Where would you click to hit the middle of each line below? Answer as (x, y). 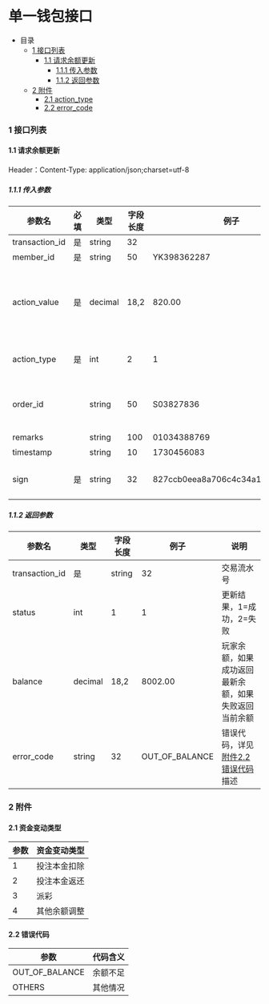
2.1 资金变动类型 (35, 827)
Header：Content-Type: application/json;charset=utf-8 (99, 170)
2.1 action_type (68, 99)
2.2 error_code (68, 107)
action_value (36, 303)
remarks (28, 437)
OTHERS (29, 987)
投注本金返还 (61, 882)
